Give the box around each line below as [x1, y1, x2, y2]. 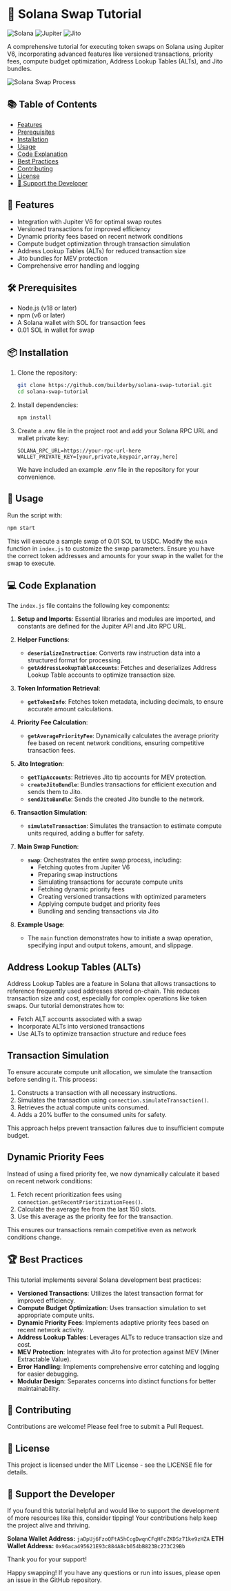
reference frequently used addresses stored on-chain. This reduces [7, 987, 200, 996]
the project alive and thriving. [7, 1521, 90, 1529]
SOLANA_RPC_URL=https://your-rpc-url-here [17, 447, 141, 454]
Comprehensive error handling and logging [17, 261, 140, 270]
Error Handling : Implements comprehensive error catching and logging [17, 1362, 219, 1370]
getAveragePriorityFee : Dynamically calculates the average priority [27, 731, 219, 740]
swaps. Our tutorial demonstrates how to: [7, 1002, 125, 1010]
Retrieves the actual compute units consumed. [17, 1103, 150, 1111]
